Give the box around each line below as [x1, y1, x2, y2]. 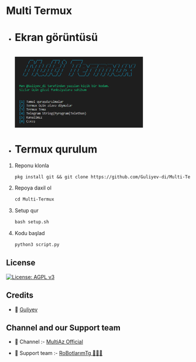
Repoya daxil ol [14, 184, 51, 191]
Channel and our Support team [6, 323, 121, 333]
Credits [6, 291, 34, 301]
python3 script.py [14, 242, 60, 248]
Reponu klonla [14, 162, 50, 169]
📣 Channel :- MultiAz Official [14, 338, 84, 346]
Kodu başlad [14, 230, 45, 237]
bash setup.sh [14, 219, 49, 225]
